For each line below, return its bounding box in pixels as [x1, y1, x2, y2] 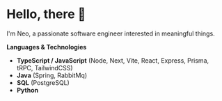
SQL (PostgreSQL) [16, 78, 70, 86]
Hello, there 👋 [6, 6, 86, 22]
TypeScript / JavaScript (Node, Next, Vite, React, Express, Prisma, [16, 56, 209, 65]
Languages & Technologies [6, 42, 87, 51]
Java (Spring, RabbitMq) [16, 71, 88, 79]
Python [16, 86, 39, 94]
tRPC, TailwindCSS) [16, 63, 74, 72]
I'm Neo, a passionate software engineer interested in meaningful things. [6, 29, 215, 38]
